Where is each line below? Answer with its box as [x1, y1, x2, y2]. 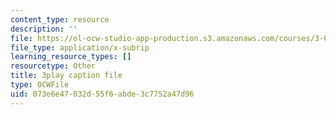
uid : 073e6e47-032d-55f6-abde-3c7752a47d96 [10, 89, 195, 99]
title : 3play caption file [10, 71, 123, 81]
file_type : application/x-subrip [10, 42, 150, 53]
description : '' [10, 24, 78, 34]
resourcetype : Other [10, 61, 97, 71]
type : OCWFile [10, 80, 70, 90]
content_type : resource [10, 14, 110, 25]
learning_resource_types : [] [10, 52, 132, 62]
